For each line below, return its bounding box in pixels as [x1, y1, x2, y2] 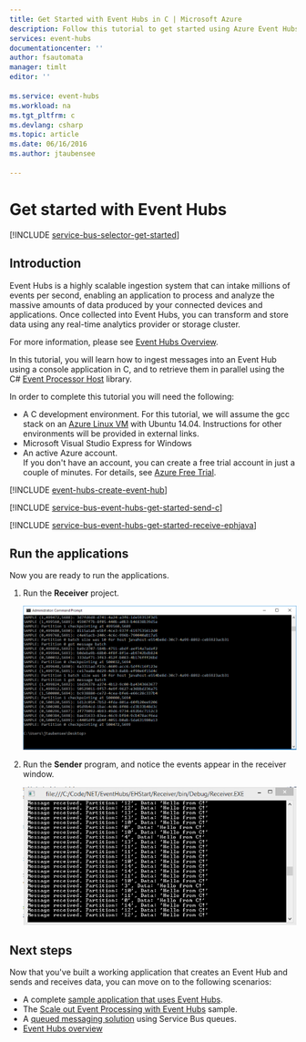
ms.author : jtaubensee [9, 149, 96, 158]
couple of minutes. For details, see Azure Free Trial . [22, 466, 217, 477]
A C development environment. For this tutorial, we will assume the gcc [22, 408, 291, 419]
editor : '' [9, 73, 51, 82]
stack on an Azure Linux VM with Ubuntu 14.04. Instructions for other [22, 418, 282, 429]
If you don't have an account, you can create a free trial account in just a [22, 456, 296, 468]
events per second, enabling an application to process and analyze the [9, 290, 275, 301]
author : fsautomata [9, 53, 84, 63]
